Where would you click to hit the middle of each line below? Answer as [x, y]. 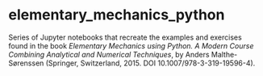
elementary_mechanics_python [117, 15]
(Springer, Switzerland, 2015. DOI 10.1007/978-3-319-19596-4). [150, 63]
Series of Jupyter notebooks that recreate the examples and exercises [125, 37]
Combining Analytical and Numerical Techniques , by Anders [109, 54]
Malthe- [224, 54]
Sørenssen [26, 63]
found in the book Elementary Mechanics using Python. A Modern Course [131, 45]
